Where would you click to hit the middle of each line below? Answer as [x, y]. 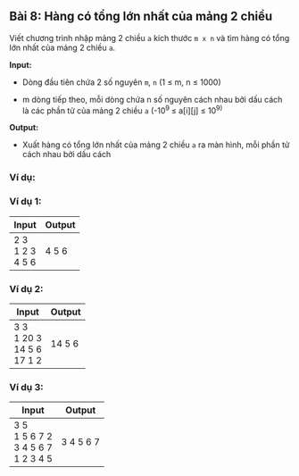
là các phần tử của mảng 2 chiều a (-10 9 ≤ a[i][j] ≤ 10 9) [122, 110]
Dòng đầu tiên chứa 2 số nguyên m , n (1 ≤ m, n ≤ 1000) [121, 82]
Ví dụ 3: [26, 387]
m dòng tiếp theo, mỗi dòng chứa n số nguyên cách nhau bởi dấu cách [152, 99]
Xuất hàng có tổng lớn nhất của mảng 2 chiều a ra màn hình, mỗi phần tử [156, 145]
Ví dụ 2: [26, 288]
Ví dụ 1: [25, 202]
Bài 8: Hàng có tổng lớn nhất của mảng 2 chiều [141, 17]
